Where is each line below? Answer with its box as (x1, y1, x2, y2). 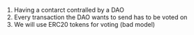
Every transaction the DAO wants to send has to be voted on (13, 13, 188, 21)
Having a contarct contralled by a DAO (13, 6, 124, 14)
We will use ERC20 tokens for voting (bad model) (13, 21, 156, 28)
